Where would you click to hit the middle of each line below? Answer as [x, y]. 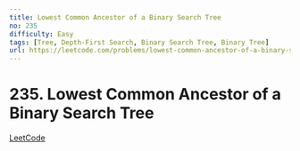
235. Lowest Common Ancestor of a [145, 95]
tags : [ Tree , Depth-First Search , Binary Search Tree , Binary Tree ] [139, 42]
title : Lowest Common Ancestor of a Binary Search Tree [115, 17]
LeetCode [28, 138]
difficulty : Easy [42, 34]
